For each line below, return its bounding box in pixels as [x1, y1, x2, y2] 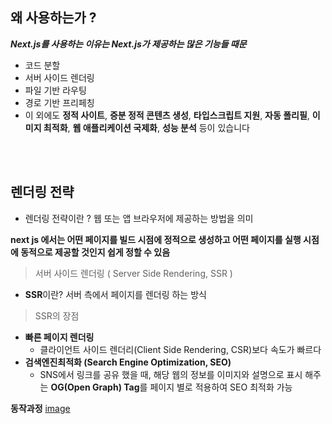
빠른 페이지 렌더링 [24, 331, 95, 343]
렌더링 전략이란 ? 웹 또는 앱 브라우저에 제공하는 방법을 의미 [24, 212, 254, 224]
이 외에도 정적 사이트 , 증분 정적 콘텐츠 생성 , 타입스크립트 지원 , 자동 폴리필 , [24, 109, 310, 121]
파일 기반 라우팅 [24, 84, 87, 96]
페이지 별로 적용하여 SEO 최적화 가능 [149, 381, 293, 393]
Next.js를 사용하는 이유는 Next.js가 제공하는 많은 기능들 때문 [10, 38, 247, 50]
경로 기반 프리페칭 [24, 96, 95, 108]
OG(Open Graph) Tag [50, 381, 140, 393]
